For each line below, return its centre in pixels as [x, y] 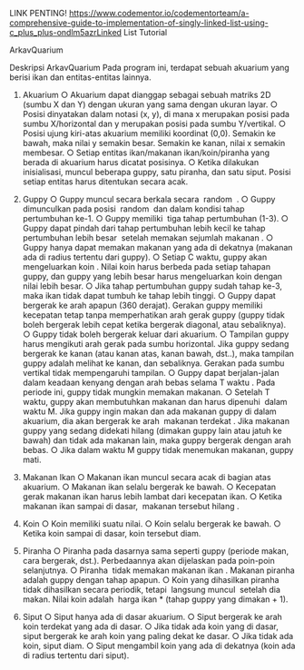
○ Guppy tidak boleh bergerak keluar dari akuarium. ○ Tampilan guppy [156, 334]
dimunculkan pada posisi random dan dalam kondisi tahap [133, 209]
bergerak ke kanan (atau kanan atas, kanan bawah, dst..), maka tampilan [158, 354]
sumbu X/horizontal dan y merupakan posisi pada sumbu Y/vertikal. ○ [154, 123]
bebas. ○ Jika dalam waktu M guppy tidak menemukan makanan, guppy [158, 450]
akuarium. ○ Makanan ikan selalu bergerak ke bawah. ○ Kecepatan [149, 487]
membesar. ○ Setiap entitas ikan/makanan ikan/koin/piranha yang [146, 153]
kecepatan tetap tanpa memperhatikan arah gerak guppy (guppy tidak [154, 315]
